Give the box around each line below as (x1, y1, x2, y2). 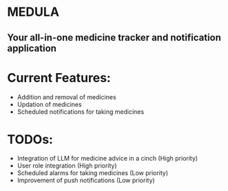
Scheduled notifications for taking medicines (17, 108, 145, 116)
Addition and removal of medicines (17, 92, 116, 101)
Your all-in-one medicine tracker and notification (7, 32, 222, 43)
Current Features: (7, 70, 112, 86)
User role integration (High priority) (17, 161, 117, 170)
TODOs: (7, 132, 54, 147)
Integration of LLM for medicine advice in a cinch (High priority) (17, 154, 198, 163)
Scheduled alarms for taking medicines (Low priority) (17, 169, 169, 177)
